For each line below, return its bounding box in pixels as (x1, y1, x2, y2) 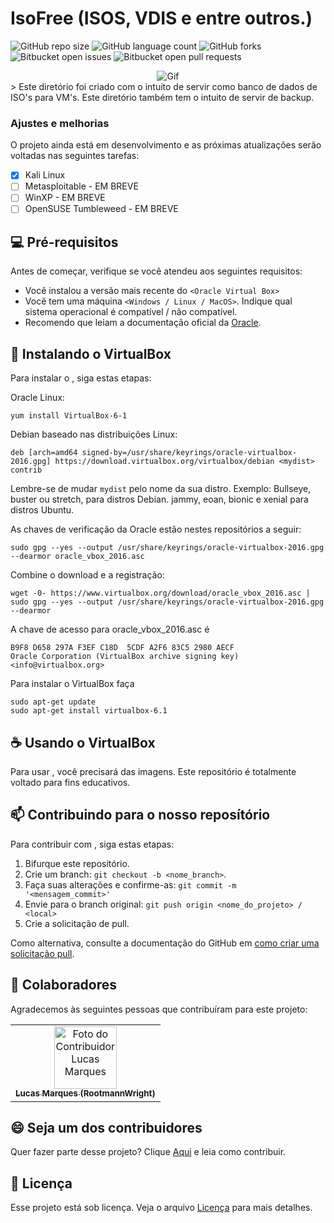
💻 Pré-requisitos (10, 233, 119, 251)
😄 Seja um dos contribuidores (10, 1119, 203, 1136)
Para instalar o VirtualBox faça (10, 678, 135, 690)
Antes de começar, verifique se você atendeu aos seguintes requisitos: (10, 265, 303, 277)
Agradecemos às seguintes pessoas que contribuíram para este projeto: (10, 1003, 308, 1015)
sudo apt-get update (10, 697, 97, 707)
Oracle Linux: (10, 392, 65, 404)
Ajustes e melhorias (10, 116, 110, 130)
